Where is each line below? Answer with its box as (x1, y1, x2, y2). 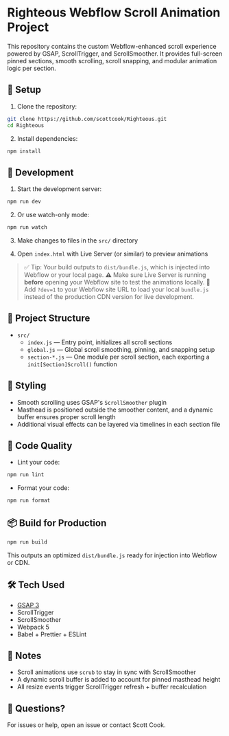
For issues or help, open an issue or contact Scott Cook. (7, 721, 166, 729)
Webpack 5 (16, 623, 50, 631)
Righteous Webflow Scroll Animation (7, 5, 221, 21)
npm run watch (7, 224, 48, 231)
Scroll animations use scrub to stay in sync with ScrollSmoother (16, 668, 197, 676)
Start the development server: (16, 185, 102, 193)
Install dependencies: (16, 134, 78, 142)
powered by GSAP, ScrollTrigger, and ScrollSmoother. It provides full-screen (7, 49, 223, 58)
